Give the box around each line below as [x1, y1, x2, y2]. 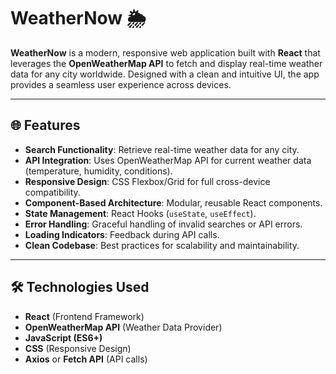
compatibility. [24, 186, 81, 198]
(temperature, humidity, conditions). [24, 165, 173, 177]
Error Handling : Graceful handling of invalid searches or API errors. [24, 218, 303, 230]
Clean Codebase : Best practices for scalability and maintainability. [24, 239, 300, 251]
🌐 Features [10, 117, 81, 134]
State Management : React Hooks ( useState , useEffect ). [24, 207, 257, 219]
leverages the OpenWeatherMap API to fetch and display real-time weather [10, 57, 323, 69]
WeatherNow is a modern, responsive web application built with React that [10, 46, 321, 59]
